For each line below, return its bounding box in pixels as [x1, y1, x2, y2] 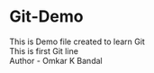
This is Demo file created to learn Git [9, 36, 146, 47]
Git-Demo [9, 6, 84, 27]
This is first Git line [9, 45, 79, 56]
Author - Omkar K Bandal [9, 55, 103, 66]
